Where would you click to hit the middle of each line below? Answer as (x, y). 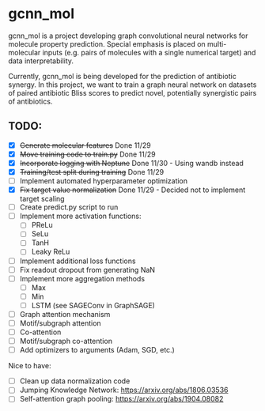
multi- (217, 43)
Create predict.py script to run (69, 207)
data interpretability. (41, 61)
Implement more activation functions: (80, 216)
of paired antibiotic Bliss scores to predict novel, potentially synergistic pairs (132, 92)
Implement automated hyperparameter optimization (104, 181)
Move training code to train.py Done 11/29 (87, 154)
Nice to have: (30, 366)
